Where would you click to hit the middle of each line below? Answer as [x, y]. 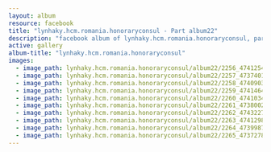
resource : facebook [41, 23]
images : [21, 61]
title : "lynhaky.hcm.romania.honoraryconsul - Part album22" [113, 31]
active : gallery [35, 46]
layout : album [32, 16]
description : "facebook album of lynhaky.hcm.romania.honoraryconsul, [129, 38]
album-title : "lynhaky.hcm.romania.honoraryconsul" [97, 53]
